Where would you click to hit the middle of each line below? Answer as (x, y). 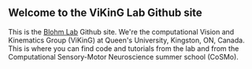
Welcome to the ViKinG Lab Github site (105, 13)
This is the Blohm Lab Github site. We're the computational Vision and (121, 31)
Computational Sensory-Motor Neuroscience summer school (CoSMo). (123, 56)
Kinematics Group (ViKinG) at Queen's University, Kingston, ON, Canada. (127, 40)
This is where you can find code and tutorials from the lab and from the (124, 48)
